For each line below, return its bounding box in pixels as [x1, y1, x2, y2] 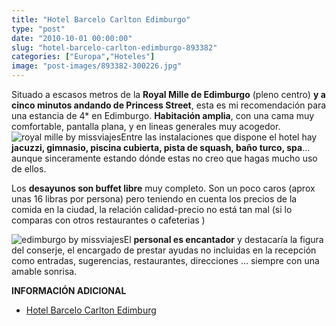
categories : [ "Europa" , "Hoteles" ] [11, 52, 156, 62]
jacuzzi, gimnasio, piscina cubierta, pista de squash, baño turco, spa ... [11, 142, 311, 153]
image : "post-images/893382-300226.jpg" [11, 61, 183, 71]
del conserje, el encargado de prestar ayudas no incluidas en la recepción [11, 244, 317, 256]
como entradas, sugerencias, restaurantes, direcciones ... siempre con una [11, 255, 320, 266]
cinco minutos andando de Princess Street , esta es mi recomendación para [11, 99, 327, 111]
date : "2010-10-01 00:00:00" [11, 33, 133, 43]
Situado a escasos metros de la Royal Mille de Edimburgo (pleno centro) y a [11, 89, 326, 100]
